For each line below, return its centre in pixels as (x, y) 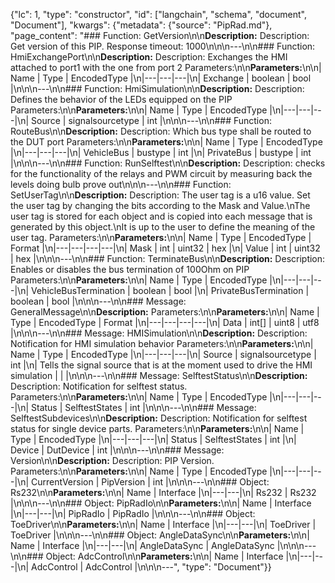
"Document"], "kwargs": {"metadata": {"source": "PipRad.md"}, (141, 25)
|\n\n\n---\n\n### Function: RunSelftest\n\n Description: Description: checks (168, 163)
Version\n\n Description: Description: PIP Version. (112, 460)
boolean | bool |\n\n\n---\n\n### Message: (98, 301)
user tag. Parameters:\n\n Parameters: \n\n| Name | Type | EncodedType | (161, 237)
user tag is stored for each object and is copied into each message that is (161, 216)
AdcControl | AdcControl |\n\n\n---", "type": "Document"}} (151, 567)
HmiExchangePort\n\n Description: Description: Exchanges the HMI (149, 57)
